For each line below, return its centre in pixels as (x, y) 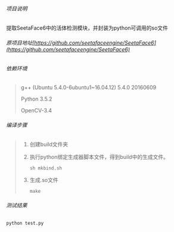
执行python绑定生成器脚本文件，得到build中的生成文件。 (99, 157)
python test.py (25, 223)
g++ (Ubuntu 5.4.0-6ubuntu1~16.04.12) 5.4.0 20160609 (88, 87)
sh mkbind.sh (46, 168)
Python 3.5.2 (36, 99)
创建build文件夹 (49, 145)
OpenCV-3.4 (36, 111)
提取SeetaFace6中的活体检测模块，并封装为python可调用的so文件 (87, 28)
